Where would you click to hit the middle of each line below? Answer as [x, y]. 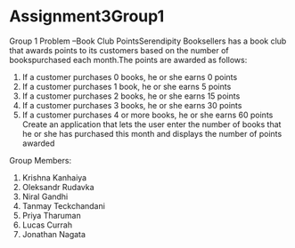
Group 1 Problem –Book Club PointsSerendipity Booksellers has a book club [148, 41]
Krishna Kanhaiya [54, 177]
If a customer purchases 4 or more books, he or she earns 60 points [147, 115]
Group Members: [41, 160]
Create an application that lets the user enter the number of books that [152, 124]
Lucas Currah [47, 225]
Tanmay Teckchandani [63, 205]
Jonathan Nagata [54, 234]
